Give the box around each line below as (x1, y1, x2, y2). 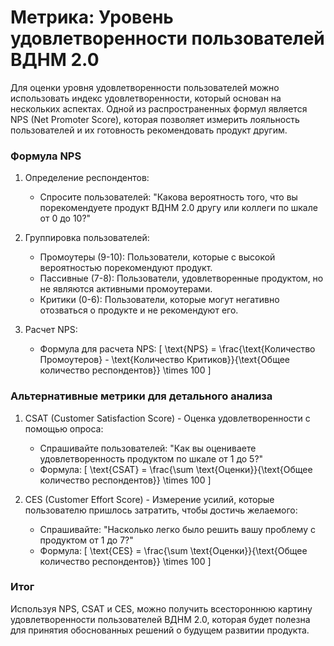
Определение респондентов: (24, 172, 150, 184)
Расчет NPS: (24, 324, 78, 336)
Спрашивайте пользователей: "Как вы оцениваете (39, 442, 257, 454)
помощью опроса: (24, 422, 104, 435)
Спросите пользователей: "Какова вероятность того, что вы (39, 191, 298, 203)
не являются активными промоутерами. (39, 283, 213, 295)
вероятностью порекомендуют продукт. (39, 262, 213, 274)
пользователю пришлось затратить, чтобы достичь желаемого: (24, 504, 298, 516)
